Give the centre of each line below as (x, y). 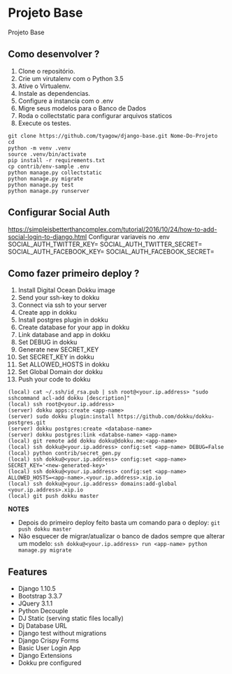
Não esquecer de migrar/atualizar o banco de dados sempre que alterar (122, 536)
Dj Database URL (43, 626)
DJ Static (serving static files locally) (71, 618)
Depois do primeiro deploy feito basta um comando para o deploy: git (119, 523)
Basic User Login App (49, 648)
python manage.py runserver (49, 191)
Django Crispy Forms (49, 640)
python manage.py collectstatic (55, 173)
